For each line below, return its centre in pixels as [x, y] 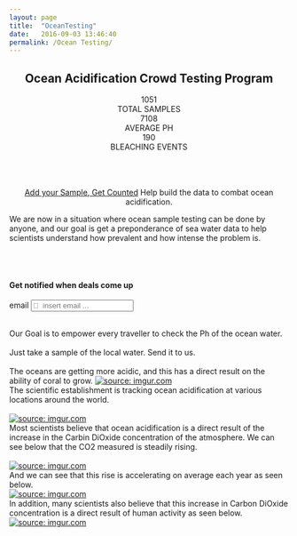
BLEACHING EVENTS [149, 147]
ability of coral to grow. [51, 381]
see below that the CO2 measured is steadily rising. [103, 447]
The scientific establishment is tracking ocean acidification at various [136, 390]
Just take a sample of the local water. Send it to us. [102, 353]
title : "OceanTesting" [53, 26]
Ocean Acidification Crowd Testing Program [149, 78]
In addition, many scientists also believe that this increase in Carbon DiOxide [148, 504]
